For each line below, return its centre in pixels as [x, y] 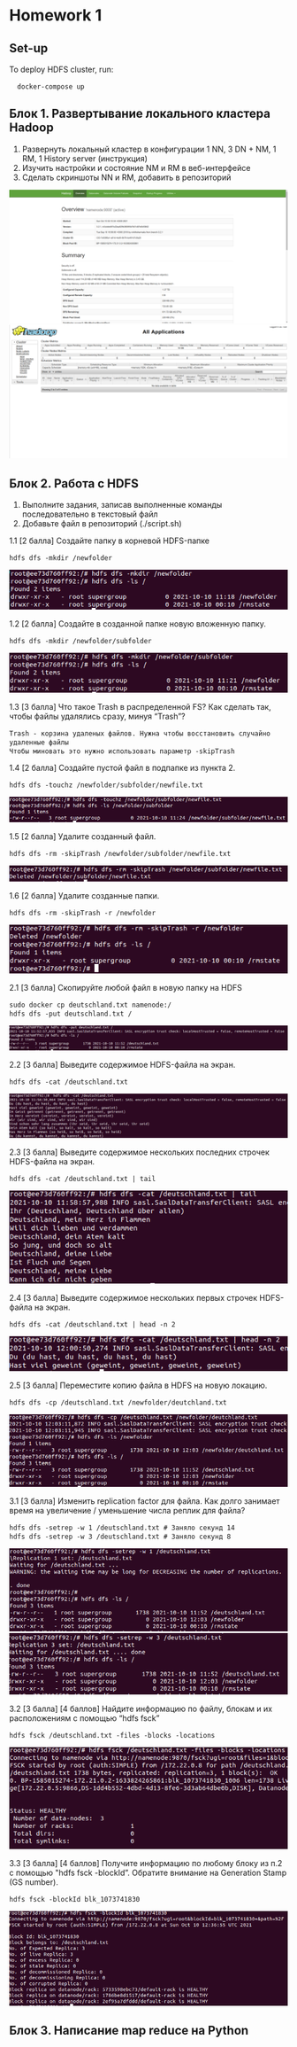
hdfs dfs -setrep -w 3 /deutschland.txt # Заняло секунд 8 [120, 1537]
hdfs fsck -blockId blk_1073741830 [75, 1899]
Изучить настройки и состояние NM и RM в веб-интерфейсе [136, 167]
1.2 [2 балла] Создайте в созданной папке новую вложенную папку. [138, 624]
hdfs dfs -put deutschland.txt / [71, 1014]
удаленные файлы [39, 743]
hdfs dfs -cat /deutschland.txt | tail [83, 1179]
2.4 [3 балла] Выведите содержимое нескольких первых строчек [133, 1297]
